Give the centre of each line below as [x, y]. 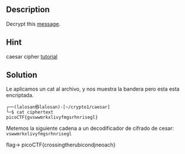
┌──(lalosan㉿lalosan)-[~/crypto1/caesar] [58, 107]
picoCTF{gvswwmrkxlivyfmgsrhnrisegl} [52, 118]
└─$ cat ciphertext [30, 112]
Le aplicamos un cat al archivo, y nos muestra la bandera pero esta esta [93, 89]
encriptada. [20, 95]
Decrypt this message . [33, 24]
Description [28, 10]
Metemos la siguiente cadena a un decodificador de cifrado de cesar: [90, 128]
